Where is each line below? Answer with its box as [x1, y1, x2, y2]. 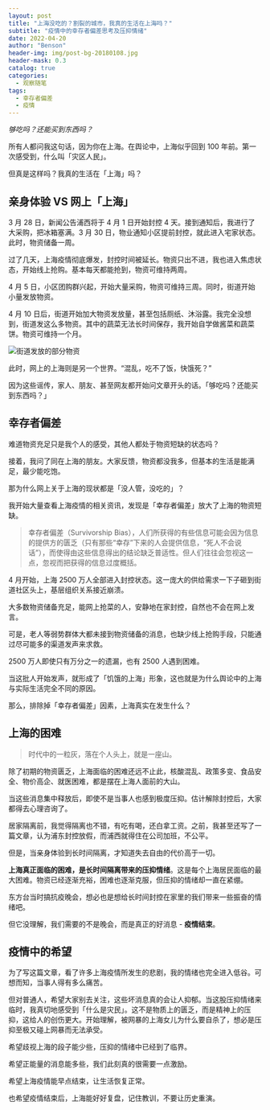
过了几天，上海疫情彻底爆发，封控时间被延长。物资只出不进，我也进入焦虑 [8, 254, 255, 264]
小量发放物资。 [8, 291, 58, 302]
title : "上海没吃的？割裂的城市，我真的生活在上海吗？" [8, 19, 173, 27]
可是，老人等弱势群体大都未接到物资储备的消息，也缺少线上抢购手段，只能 [8, 629, 255, 639]
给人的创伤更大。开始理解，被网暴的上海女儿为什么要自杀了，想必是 [29, 1015, 255, 1025]
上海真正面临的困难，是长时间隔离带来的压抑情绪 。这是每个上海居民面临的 [8, 865, 255, 874]
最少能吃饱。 [22, 466, 65, 475]
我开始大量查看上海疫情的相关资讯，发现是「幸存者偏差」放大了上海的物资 [8, 500, 255, 510]
